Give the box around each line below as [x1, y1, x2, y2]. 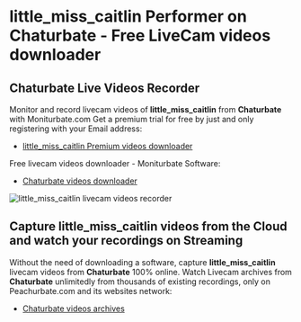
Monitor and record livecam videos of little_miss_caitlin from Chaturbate [9, 104, 282, 114]
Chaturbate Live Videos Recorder [9, 80, 200, 95]
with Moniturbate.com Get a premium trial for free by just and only [9, 114, 254, 124]
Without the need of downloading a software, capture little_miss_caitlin [9, 256, 276, 267]
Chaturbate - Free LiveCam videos [9, 25, 271, 46]
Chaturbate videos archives [22, 303, 126, 314]
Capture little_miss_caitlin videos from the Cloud [9, 219, 288, 235]
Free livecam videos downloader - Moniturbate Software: [9, 158, 221, 168]
